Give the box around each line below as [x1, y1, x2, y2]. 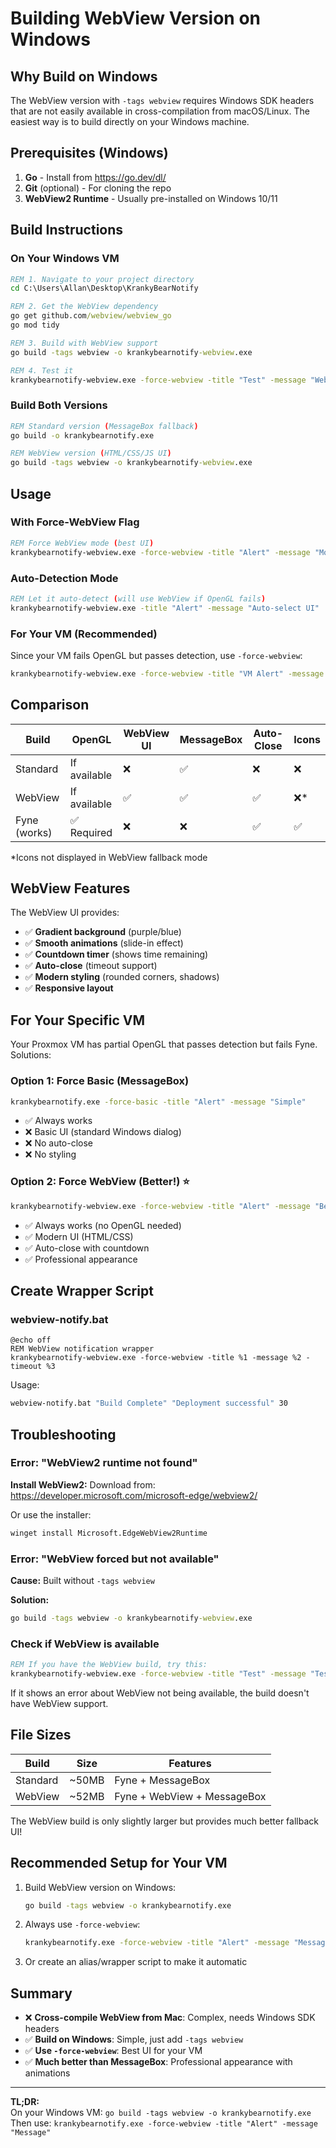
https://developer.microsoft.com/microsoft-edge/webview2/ [10, 1489, 258, 1501]
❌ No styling [24, 1148, 77, 1161]
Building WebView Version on [10, 7, 262, 30]
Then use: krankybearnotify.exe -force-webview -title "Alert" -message [10, 2117, 318, 2129]
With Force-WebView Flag [10, 515, 140, 529]
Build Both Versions [10, 398, 108, 412]
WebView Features [10, 880, 131, 897]
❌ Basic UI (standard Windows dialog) [24, 1126, 182, 1138]
